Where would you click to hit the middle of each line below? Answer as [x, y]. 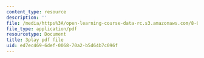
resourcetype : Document [36, 34]
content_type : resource [36, 12]
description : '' [27, 18]
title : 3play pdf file [35, 40]
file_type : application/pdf [42, 29]
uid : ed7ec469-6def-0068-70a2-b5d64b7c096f [62, 46]
